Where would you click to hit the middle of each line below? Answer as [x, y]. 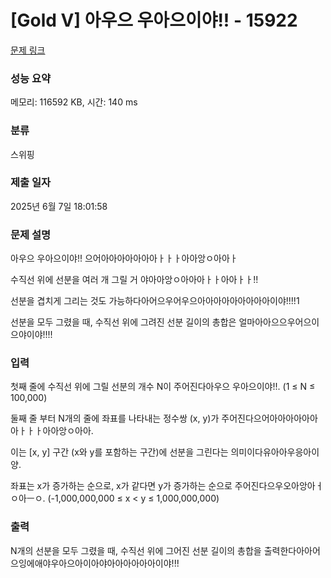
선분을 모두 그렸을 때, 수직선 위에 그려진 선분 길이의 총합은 [123, 322]
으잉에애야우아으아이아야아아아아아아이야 [91, 563]
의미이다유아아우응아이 [275, 452]
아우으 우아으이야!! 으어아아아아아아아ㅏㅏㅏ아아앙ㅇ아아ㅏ [124, 258]
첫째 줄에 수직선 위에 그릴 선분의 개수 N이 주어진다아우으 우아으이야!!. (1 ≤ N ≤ [163, 387]
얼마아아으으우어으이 [279, 322]
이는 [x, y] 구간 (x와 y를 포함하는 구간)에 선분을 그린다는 [119, 452]
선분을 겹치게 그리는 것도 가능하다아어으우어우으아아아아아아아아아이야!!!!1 [155, 301]
